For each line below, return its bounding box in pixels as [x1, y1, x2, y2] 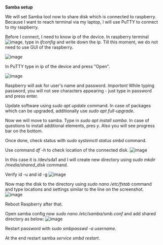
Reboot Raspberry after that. [5, 201, 63, 207]
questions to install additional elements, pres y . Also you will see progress [5, 123, 155, 128]
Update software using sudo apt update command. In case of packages [5, 103, 151, 108]
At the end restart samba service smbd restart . [5, 235, 100, 241]
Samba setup [5, 4, 33, 10]
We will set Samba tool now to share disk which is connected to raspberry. [5, 14, 157, 19]
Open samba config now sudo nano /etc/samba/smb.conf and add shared [5, 211, 156, 216]
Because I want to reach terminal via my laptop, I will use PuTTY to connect [5, 19, 159, 25]
